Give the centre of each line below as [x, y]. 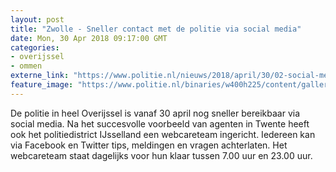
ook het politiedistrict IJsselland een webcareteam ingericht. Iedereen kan [163, 134]
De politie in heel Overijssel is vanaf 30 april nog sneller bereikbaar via [155, 113]
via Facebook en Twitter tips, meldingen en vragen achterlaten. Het [149, 145]
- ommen [26, 66]
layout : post [37, 19]
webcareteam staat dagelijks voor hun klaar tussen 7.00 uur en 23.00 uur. [161, 155]
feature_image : [42, 85]
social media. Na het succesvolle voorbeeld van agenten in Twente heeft [160, 123]
